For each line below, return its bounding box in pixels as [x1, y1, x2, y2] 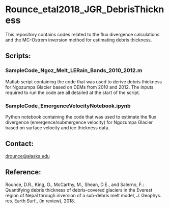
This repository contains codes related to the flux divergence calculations [5, 31, 160, 37]
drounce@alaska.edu [5, 153, 50, 159]
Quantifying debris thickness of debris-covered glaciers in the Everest [5, 187, 153, 193]
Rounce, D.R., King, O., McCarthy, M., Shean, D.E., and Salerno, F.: [5, 181, 144, 188]
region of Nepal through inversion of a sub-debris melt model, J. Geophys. [5, 192, 162, 198]
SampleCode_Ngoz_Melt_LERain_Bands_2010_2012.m [5, 67, 143, 74]
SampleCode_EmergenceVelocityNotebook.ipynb [5, 102, 131, 109]
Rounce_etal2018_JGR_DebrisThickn [5, 4, 164, 15]
